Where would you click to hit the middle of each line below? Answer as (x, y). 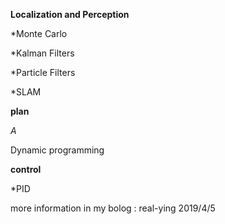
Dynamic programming (57, 150)
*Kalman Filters (42, 53)
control (26, 169)
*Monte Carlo (39, 33)
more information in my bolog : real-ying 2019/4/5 (113, 208)
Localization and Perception (70, 14)
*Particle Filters (43, 72)
